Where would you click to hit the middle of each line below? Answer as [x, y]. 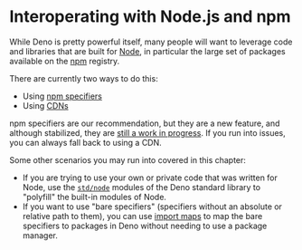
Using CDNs [46, 105]
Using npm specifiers [62, 96]
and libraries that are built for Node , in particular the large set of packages [148, 51]
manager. [40, 235]
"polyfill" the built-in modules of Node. [94, 197]
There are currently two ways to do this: [84, 78]
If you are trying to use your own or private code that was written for [150, 178]
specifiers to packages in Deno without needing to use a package [145, 226]
